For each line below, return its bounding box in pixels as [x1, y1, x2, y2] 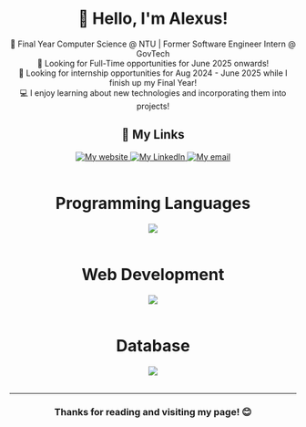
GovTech [136, 47, 170, 58]
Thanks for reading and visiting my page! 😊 [54, 406, 252, 419]
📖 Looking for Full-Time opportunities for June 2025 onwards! [36, 57, 270, 68]
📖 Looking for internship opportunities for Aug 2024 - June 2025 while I [17, 68, 289, 78]
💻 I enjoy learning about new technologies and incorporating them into [19, 87, 287, 99]
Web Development [81, 264, 225, 285]
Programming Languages [55, 193, 251, 213]
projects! [136, 100, 170, 111]
